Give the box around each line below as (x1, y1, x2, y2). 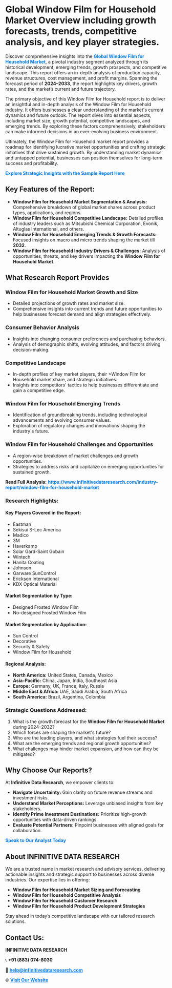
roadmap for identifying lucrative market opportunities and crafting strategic (5, 143, 166, 150)
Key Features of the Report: (5, 185, 95, 194)
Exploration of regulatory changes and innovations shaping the (12, 423, 145, 429)
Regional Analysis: (5, 661, 46, 667)
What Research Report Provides (5, 273, 110, 282)
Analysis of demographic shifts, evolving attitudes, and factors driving (12, 341, 161, 347)
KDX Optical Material (12, 581, 57, 587)
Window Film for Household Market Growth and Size (5, 289, 138, 296)
